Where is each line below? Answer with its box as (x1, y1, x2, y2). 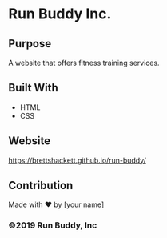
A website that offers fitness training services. (8, 58, 160, 67)
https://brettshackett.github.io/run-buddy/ (8, 155, 146, 165)
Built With (8, 81, 58, 95)
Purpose (8, 37, 52, 50)
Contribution (8, 179, 74, 192)
